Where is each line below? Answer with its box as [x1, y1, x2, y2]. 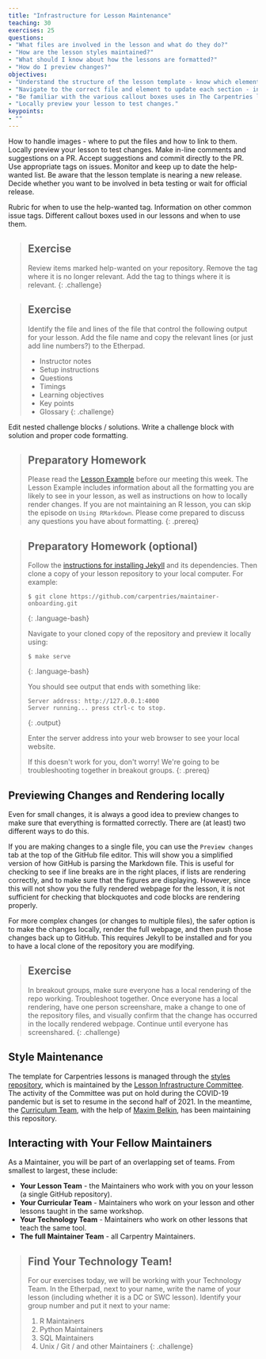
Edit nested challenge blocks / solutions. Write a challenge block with [8, 422, 234, 432]
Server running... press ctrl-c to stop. [27, 704, 166, 712]
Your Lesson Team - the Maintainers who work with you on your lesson [19, 1181, 254, 1191]
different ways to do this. [8, 826, 89, 836]
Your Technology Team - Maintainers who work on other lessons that [19, 1215, 248, 1224]
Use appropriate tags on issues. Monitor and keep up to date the [8, 162, 219, 171]
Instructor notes [39, 356, 92, 365]
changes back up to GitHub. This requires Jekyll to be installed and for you [8, 933, 253, 942]
